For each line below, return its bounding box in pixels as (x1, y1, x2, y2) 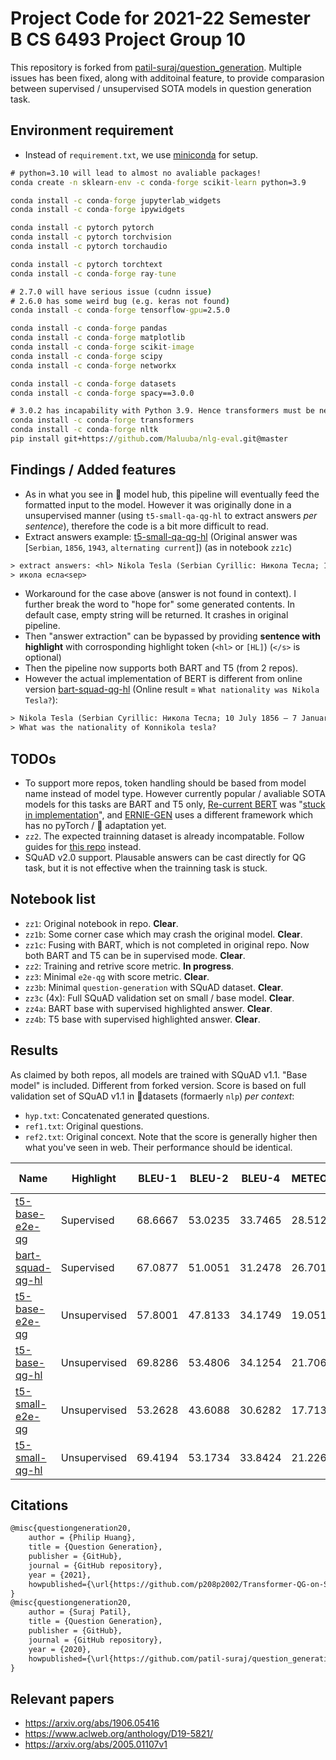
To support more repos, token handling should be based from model (24, 777, 307, 789)
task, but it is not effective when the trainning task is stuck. (24, 862, 268, 874)
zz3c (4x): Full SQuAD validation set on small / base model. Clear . (24, 992, 295, 1004)
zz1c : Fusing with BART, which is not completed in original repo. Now (24, 938, 310, 951)
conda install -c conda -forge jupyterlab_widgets (10, 195, 222, 206)
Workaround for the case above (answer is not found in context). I (24, 588, 297, 600)
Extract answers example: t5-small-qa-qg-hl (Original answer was (24, 530, 298, 542)
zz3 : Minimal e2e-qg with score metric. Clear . (24, 970, 210, 982)
